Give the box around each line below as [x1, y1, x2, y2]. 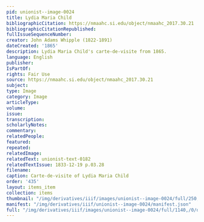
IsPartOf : [6, 65, 32, 72]
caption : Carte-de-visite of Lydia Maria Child [6, 173, 129, 179]
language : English [6, 54, 53, 60]
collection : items [6, 190, 53, 196]
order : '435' [6, 179, 39, 185]
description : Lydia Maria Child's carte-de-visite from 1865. [6, 49, 167, 55]
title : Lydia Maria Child [6, 15, 72, 21]
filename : [6, 167, 32, 173]
